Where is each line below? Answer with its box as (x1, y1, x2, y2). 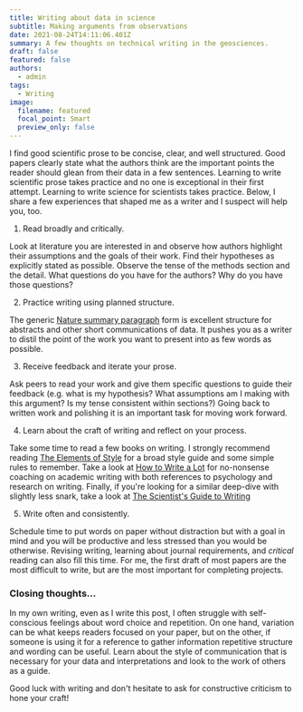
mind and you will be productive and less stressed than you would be (9, 536, 268, 546)
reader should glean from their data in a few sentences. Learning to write (9, 167, 282, 178)
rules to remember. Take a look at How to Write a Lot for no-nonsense (9, 462, 270, 473)
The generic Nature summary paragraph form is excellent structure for (9, 315, 272, 325)
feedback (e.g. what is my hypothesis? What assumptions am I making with (9, 388, 290, 399)
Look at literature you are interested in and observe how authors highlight (9, 241, 283, 251)
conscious (9, 618, 48, 629)
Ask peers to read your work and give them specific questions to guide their (9, 378, 293, 389)
